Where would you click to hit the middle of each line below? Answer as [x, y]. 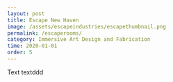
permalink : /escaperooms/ [44, 33]
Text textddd [25, 72]
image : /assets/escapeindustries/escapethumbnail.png [87, 26]
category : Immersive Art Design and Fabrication [79, 40]
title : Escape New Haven [43, 20]
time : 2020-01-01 [32, 46]
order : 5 [20, 53]
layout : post [26, 14]
